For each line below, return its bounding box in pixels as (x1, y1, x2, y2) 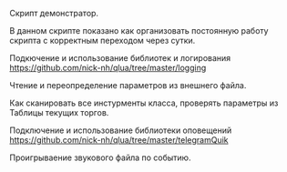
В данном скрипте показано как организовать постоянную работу (9, 25, 269, 35)
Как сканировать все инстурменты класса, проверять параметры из (9, 97, 279, 108)
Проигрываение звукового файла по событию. (9, 152, 191, 163)
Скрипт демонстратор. (9, 8, 98, 18)
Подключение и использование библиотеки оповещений (9, 125, 232, 136)
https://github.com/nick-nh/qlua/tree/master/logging (9, 63, 207, 73)
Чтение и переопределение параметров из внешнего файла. (9, 80, 247, 90)
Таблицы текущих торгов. (9, 107, 109, 117)
